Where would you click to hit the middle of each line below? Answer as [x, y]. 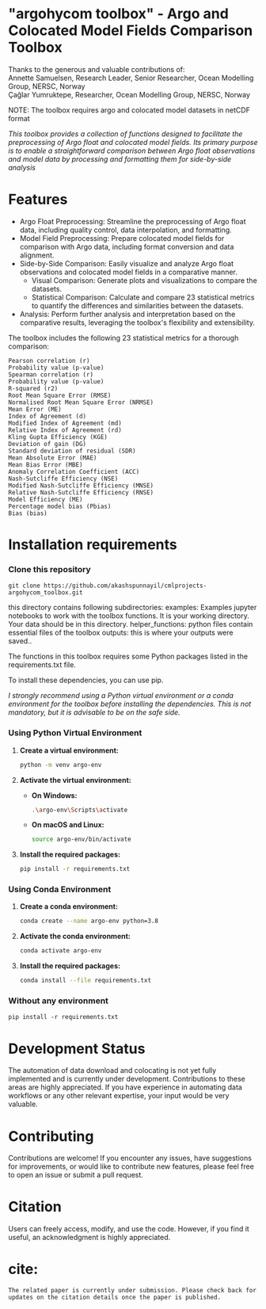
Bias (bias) [28, 513]
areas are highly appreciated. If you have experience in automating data [125, 1087]
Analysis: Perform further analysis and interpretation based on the [127, 314]
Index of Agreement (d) [47, 416]
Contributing [51, 1136]
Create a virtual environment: [69, 750]
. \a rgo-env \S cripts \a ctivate [80, 810]
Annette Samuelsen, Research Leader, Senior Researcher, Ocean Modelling [131, 78]
